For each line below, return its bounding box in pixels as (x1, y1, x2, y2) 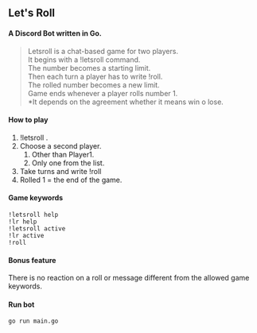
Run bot (8, 300, 35, 309)
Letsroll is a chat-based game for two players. (27, 46, 179, 56)
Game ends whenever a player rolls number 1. (27, 88, 178, 98)
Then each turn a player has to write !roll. (27, 72, 163, 81)
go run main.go (8, 317, 59, 325)
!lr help (8, 218, 37, 226)
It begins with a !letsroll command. (27, 55, 141, 64)
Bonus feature (8, 255, 56, 265)
